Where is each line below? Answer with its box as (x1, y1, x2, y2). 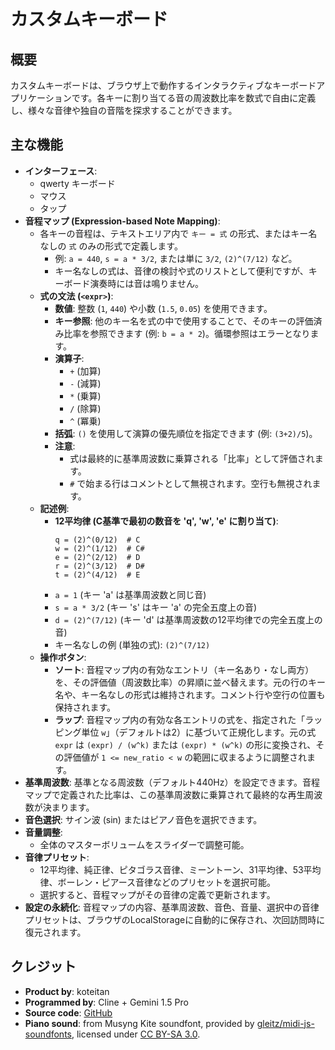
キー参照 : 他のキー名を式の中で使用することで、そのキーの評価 (54, 315, 314, 327)
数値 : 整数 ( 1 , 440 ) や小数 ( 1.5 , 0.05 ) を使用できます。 (54, 302, 273, 314)
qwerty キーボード (39, 177, 116, 189)
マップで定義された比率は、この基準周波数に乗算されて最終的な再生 (24, 788, 306, 800)
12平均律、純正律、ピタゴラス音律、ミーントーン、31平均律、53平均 (39, 863, 322, 875)
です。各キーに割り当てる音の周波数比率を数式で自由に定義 (71, 92, 317, 104)
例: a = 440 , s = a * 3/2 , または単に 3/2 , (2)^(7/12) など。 (54, 252, 298, 264)
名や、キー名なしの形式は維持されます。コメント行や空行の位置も (54, 688, 326, 700)
